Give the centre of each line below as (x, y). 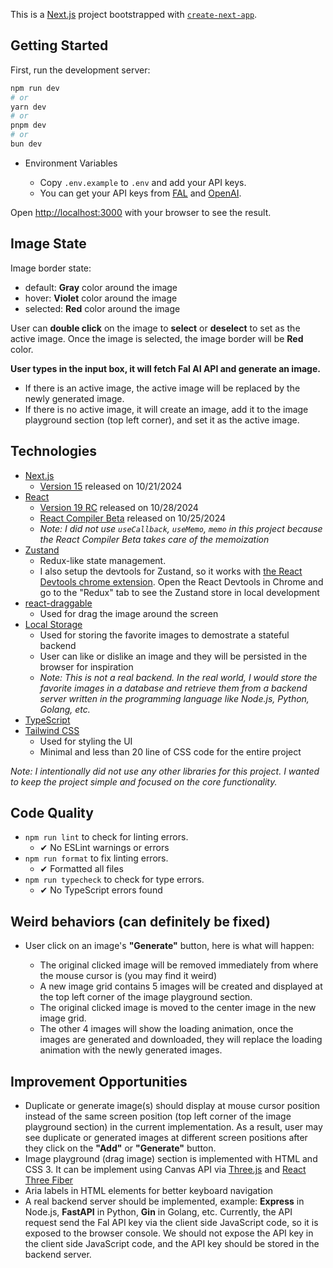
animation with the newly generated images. (131, 1050)
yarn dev (28, 107)
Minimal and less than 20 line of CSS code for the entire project (170, 751)
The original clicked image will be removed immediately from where (179, 965)
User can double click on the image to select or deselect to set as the (155, 328)
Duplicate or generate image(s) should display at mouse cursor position (172, 1105)
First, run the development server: (80, 70)
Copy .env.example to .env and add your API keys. (143, 182)
